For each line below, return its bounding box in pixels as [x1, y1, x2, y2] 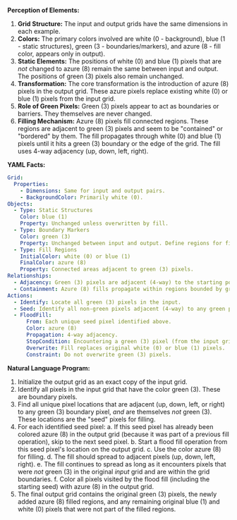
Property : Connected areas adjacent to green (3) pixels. [20, 266, 194, 273]
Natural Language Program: [7, 364, 90, 372]
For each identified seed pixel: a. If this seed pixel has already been [17, 422, 214, 431]
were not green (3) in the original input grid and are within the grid [17, 467, 210, 476]
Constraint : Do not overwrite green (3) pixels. [25, 351, 172, 358]
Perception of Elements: [7, 6, 80, 14]
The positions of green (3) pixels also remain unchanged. [17, 72, 184, 80]
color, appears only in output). [17, 49, 106, 58]
